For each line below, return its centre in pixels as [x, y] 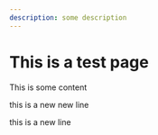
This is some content [48, 87]
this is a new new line [49, 104]
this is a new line [40, 121]
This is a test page [79, 62]
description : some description [68, 18]
